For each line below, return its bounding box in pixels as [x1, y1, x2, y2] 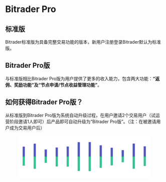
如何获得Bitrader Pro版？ [5, 98, 83, 106]
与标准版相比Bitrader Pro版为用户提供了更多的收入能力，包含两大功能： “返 [5, 75, 160, 81]
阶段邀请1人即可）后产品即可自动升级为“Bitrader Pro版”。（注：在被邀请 [9, 118, 156, 124]
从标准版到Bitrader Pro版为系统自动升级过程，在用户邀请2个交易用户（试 [5, 112, 156, 118]
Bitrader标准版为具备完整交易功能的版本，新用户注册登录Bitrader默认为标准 [5, 39, 161, 45]
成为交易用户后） [9, 124, 45, 131]
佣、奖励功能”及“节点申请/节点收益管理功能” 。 [5, 82, 102, 88]
